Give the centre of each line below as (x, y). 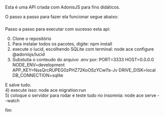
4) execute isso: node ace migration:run (46, 90)
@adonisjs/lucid (29, 54)
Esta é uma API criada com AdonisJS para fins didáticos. (63, 7)
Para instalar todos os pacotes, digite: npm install (62, 43)
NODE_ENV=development (38, 65)
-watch (12, 100)
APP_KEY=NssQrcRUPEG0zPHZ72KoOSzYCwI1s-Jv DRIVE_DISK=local (84, 70)
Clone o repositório (32, 39)
